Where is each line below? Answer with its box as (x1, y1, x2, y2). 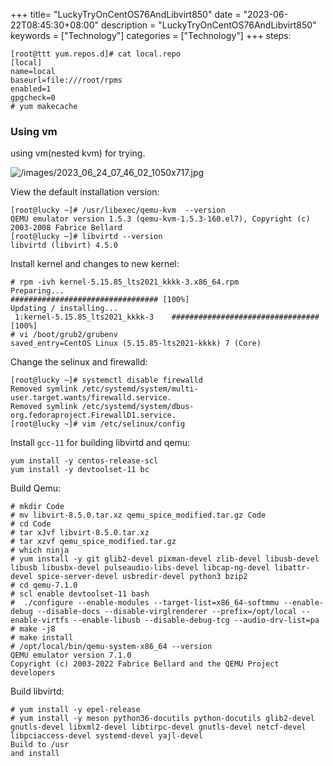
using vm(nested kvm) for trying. (10, 147, 146, 159)
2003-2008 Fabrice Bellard (10, 223, 123, 233)
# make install (10, 633, 74, 643)
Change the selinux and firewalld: (10, 356, 148, 368)
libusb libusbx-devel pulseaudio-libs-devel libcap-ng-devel (10, 563, 271, 573)
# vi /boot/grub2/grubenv (10, 330, 118, 340)
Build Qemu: (10, 482, 62, 494)
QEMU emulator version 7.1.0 (10, 650, 132, 661)
